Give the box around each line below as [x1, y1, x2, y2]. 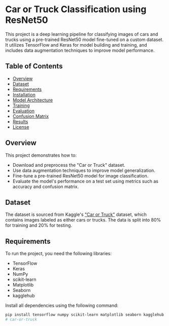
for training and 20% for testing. [5, 222, 72, 229]
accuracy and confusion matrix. [12, 184, 79, 190]
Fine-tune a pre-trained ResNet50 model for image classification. [12, 172, 149, 178]
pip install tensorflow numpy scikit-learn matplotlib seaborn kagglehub [5, 312, 164, 317]
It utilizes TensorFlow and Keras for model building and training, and [5, 42, 147, 48]
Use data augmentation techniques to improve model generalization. [12, 167, 155, 173]
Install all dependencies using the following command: [5, 303, 119, 309]
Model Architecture [12, 97, 53, 103]
